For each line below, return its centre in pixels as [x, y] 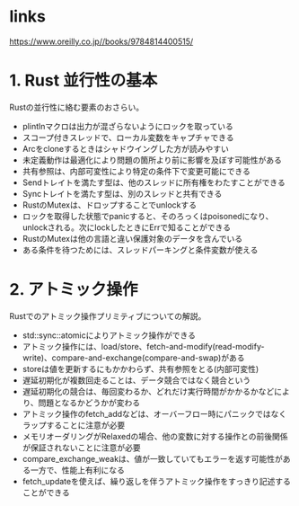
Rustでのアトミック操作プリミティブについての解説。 [108, 315]
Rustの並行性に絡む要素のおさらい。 [77, 107]
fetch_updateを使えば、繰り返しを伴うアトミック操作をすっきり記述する [157, 481]
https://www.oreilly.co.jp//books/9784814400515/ [101, 41]
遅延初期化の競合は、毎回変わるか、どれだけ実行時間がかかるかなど [148, 391]
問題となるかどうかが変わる [89, 403]
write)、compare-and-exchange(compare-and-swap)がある [133, 358]
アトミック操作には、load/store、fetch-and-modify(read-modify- [143, 346]
